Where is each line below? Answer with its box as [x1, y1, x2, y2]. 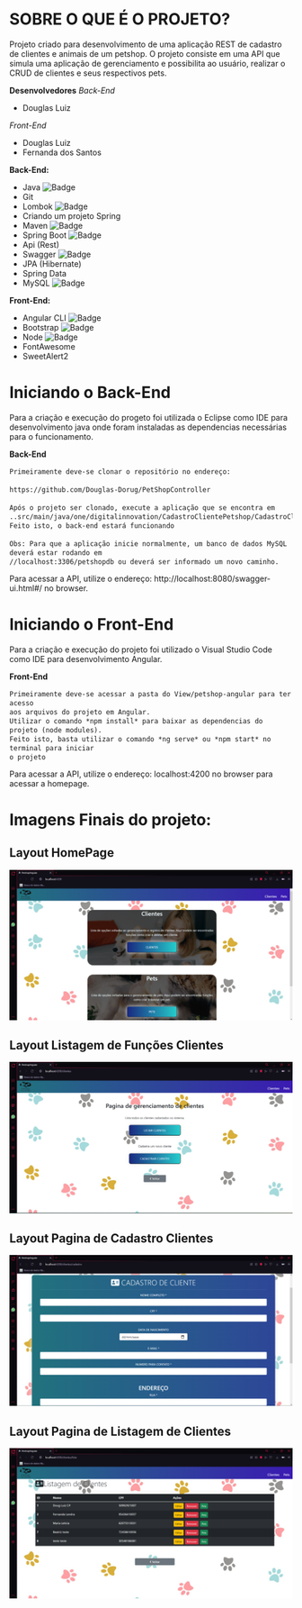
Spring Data [22, 268, 67, 278]
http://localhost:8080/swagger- [154, 573, 271, 584]
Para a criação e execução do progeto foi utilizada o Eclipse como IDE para [9, 412, 289, 422]
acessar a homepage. [9, 777, 90, 788]
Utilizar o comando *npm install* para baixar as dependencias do [9, 716, 263, 725]
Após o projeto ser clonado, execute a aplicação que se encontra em [9, 503, 276, 513]
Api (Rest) [22, 239, 60, 250]
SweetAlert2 [22, 350, 69, 361]
